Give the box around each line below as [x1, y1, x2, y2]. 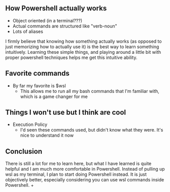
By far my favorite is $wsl [12, 82, 66, 88]
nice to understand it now [20, 132, 74, 139]
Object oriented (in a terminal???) [12, 17, 83, 23]
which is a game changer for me [20, 93, 88, 100]
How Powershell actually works [5, 4, 107, 13]
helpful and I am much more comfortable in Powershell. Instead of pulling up [5, 166, 165, 172]
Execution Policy [12, 121, 48, 127]
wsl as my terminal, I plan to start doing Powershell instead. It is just [5, 171, 147, 177]
